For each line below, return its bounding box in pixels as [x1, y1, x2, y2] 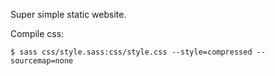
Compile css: [10, 28, 65, 39]
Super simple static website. [10, 9, 127, 20]
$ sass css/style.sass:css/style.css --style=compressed [10, 47, 253, 57]
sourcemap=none [10, 56, 74, 66]
